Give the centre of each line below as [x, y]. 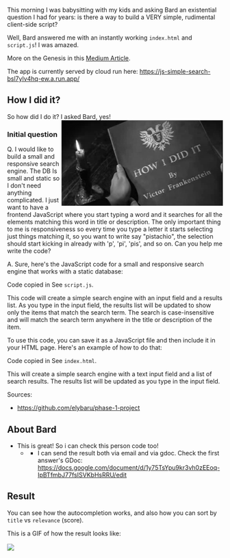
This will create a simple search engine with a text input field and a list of [110, 374]
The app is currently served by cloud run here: [73, 71]
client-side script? [33, 24]
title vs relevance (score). [46, 520]
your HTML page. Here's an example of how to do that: [85, 347]
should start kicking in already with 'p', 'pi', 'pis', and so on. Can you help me [115, 244]
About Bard [32, 429]
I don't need [24, 186]
